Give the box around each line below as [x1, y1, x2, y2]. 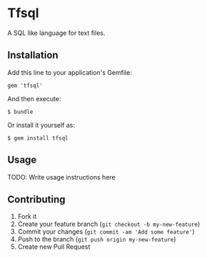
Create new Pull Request [17, 242, 91, 251]
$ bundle [7, 108, 34, 115]
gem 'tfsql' [7, 82, 43, 89]
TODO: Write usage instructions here [7, 172, 116, 181]
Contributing [7, 193, 66, 205]
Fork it [17, 212, 37, 221]
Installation [7, 49, 59, 61]
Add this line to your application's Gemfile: [7, 68, 132, 76]
